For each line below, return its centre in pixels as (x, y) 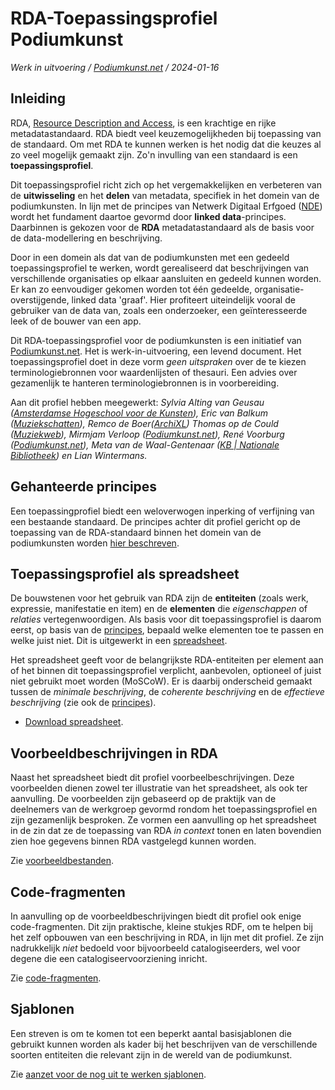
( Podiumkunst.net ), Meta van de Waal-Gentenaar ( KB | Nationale (145, 444)
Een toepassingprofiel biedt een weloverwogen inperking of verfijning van (162, 511)
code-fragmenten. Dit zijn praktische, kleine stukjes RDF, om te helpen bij (161, 926)
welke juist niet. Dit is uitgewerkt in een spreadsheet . (119, 641)
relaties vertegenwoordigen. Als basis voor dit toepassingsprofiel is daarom (166, 619)
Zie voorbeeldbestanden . (62, 861)
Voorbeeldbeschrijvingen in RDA (114, 753)
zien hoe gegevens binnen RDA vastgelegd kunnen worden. (133, 841)
